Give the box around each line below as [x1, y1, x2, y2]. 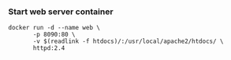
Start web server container [8, 6, 114, 17]
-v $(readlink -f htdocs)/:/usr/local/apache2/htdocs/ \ [32, 37, 224, 45]
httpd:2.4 [32, 44, 65, 52]
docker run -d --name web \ [8, 24, 101, 32]
